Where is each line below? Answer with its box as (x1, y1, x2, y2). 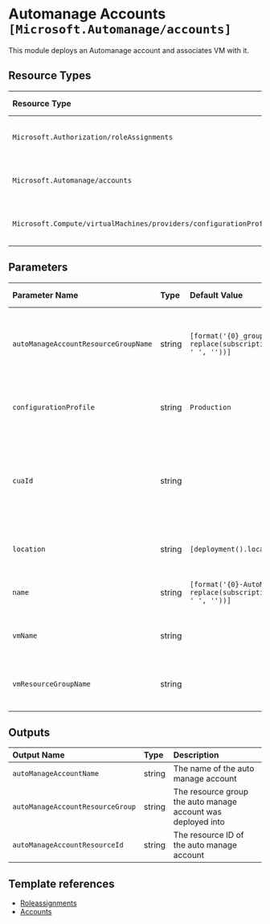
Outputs (8, 725, 51, 739)
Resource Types (8, 69, 92, 83)
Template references (8, 877, 115, 890)
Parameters (8, 261, 68, 274)
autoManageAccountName (12, 769, 99, 778)
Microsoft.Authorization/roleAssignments (12, 132, 174, 142)
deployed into (173, 816, 225, 827)
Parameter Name (12, 289, 79, 300)
